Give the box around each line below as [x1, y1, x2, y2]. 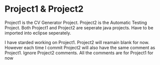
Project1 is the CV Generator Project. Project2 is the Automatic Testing [4, 20, 147, 25]
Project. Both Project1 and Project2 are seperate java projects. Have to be [4, 24, 154, 30]
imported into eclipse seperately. [4, 30, 71, 36]
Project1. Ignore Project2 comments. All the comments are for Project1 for [4, 50, 154, 56]
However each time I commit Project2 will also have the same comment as [4, 44, 156, 50]
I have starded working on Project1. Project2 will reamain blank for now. [4, 39, 150, 45]
